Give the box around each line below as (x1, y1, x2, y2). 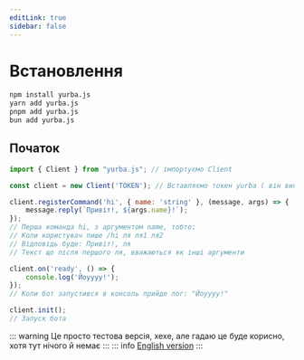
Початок (9, 141, 61, 156)
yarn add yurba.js (9, 99, 79, 109)
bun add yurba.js (9, 116, 75, 125)
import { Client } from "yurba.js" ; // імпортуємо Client (9, 165, 233, 174)
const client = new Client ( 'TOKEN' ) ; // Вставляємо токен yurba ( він (9, 181, 281, 190)
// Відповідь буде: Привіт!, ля (9, 239, 131, 249)
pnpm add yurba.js (9, 108, 79, 117)
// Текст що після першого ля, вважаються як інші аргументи (9, 248, 245, 257)
